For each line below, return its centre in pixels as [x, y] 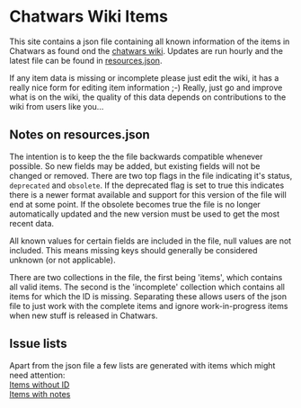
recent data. [32, 223]
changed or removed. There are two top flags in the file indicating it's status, [151, 175]
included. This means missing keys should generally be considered [133, 250]
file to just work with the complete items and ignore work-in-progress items [149, 306]
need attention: [37, 375]
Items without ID [40, 385]
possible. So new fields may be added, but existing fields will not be [135, 166]
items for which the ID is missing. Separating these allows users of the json [148, 296]
